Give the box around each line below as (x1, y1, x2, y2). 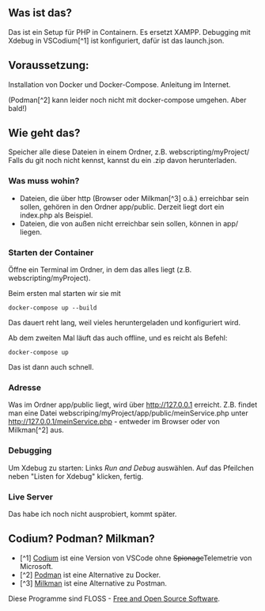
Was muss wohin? (8, 176, 80, 187)
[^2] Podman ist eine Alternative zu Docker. (19, 570, 161, 579)
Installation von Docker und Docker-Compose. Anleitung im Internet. (8, 79, 231, 89)
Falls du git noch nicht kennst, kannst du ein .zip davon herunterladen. (8, 156, 237, 165)
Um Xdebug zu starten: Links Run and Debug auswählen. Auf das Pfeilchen (8, 463, 255, 472)
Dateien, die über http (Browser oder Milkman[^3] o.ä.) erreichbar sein (19, 193, 249, 203)
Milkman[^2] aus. (8, 425, 65, 435)
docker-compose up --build (8, 304, 97, 312)
